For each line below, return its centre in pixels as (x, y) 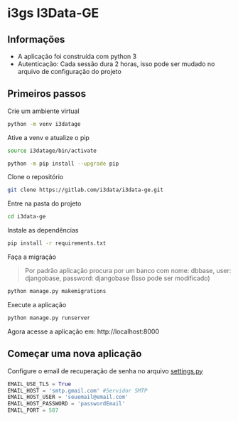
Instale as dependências (43, 230)
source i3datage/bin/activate (52, 151)
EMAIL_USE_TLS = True (39, 384)
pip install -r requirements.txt (57, 243)
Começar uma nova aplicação (75, 354)
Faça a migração (32, 257)
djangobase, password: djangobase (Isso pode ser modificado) (118, 278)
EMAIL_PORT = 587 (33, 410)
